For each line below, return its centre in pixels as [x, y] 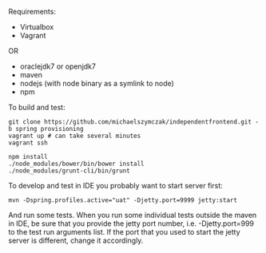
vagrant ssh [28, 143]
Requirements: [32, 12]
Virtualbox [37, 27]
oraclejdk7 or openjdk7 [58, 66]
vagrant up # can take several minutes [75, 136]
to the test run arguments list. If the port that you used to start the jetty [125, 232]
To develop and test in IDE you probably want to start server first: [116, 186]
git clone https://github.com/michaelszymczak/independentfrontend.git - [134, 122]
